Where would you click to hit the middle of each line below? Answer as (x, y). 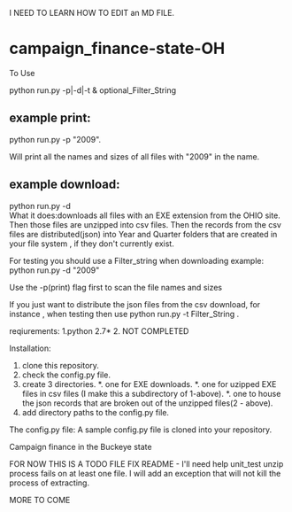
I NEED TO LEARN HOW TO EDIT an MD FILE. (92, 13)
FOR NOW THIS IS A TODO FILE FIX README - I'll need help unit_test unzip (146, 463)
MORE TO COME (40, 500)
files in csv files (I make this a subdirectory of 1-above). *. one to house (151, 393)
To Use (22, 73)
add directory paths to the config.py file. (96, 412)
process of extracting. (50, 483)
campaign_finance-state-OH (117, 49)
